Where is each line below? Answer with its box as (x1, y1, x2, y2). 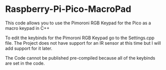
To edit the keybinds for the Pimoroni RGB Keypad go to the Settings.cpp (5, 35, 155, 41)
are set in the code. (5, 60, 45, 66)
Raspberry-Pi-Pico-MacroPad (5, 3, 132, 15)
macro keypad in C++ (5, 25, 50, 31)
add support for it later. (5, 45, 52, 51)
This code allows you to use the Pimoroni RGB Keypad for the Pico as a (5, 20, 151, 26)
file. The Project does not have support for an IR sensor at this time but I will (5, 40, 161, 46)
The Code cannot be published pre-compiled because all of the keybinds (5, 55, 156, 61)
